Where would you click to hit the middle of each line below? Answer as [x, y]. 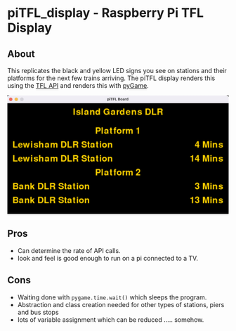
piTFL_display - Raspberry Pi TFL [106, 13]
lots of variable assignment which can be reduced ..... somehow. [111, 319]
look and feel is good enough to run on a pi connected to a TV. [108, 258]
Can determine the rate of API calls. [69, 250]
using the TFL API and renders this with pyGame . [78, 85]
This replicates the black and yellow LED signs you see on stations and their [117, 71]
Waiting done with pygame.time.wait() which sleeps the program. [112, 297]
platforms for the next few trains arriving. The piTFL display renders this [111, 78]
